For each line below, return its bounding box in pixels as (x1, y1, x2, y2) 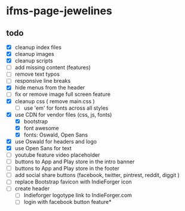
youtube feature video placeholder (14, 151, 100, 159)
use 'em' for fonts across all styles (23, 104, 109, 111)
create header (14, 185, 50, 192)
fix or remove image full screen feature (14, 91, 111, 98)
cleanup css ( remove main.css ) (14, 97, 95, 105)
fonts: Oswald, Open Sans (23, 131, 88, 138)
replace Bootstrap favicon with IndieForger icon (14, 178, 132, 185)
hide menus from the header (14, 84, 85, 91)
